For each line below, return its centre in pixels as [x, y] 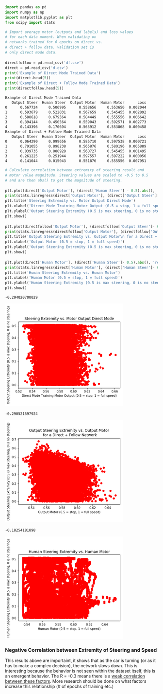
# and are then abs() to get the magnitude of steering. [64, 180]
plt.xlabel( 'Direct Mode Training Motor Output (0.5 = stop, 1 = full [78, 206]
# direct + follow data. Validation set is [50, 47]
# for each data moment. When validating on [51, 37]
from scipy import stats [30, 22]
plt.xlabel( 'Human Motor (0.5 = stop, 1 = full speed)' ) [64, 278]
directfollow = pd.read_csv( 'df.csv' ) [44, 63]
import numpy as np [25, 12]
